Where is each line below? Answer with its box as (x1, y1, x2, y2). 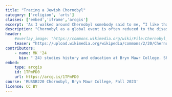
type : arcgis (14, 65, 42, 70)
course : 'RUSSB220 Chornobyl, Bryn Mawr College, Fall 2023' (5, 79, 139, 84)
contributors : (5, 46, 36, 51)
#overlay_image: (14, 36, 50, 42)
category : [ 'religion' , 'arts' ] (5, 12, 74, 17)
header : (5, 31, 22, 36)
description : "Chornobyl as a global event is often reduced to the (5, 27, 155, 32)
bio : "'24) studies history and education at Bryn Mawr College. (18, 55, 161, 61)
